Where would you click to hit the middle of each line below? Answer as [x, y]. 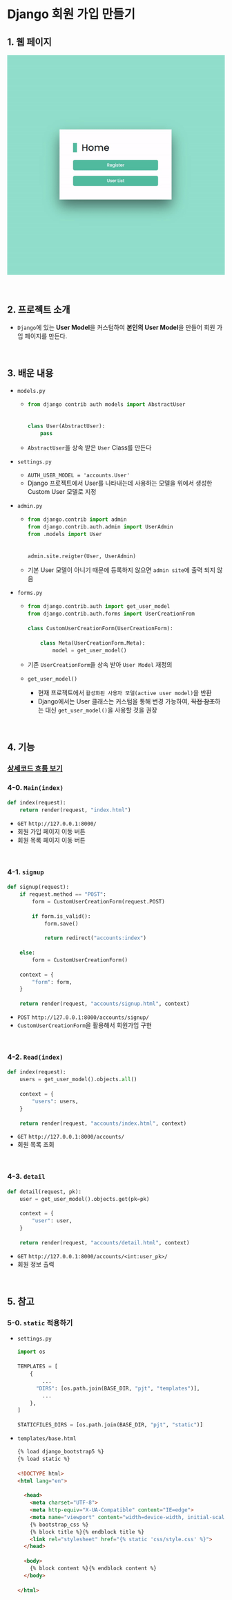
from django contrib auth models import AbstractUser [106, 404]
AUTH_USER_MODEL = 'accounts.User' [78, 476]
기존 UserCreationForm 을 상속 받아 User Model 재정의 [100, 664]
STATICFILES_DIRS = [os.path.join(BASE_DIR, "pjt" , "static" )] [110, 1425]
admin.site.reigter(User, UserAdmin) [82, 556]
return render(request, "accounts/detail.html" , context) [105, 1242]
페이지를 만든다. [46, 336]
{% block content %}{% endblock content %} [93, 1568]
